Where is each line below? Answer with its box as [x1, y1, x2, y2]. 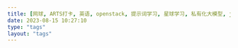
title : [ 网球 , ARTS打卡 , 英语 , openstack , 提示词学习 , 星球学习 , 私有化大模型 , [7, 10, 227, 18]
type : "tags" [7, 23, 46, 30]
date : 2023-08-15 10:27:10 [7, 17, 87, 24]
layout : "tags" [7, 30, 52, 37]
